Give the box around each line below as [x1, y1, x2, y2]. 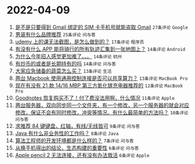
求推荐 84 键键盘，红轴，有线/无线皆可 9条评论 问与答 [15, 122, 140, 129]
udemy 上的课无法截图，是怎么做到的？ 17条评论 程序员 [15, 38, 145, 45]
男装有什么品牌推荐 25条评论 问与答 [15, 30, 96, 38]
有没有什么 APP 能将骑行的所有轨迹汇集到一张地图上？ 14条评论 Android [15, 45, 186, 53]
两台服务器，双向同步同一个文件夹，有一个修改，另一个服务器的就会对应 [15, 102, 189, 109]
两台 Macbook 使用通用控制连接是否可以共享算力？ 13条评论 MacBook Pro [15, 74, 188, 82]
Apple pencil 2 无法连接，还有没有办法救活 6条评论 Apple [15, 151, 149, 158]
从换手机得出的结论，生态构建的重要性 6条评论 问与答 [15, 144, 140, 151]
